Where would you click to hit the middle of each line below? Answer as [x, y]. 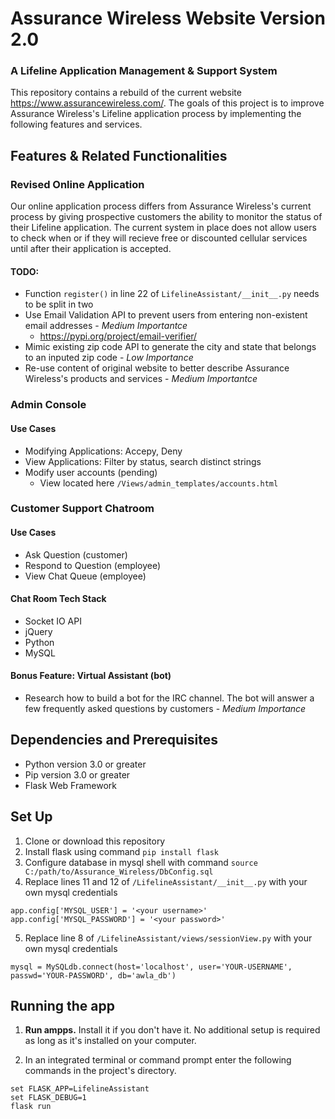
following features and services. [76, 124]
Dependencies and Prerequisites [114, 740]
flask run [31, 1107]
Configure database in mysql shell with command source [141, 862]
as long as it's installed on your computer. [110, 1041]
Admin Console [48, 405]
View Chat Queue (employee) [85, 576]
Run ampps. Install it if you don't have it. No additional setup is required [172, 1030]
